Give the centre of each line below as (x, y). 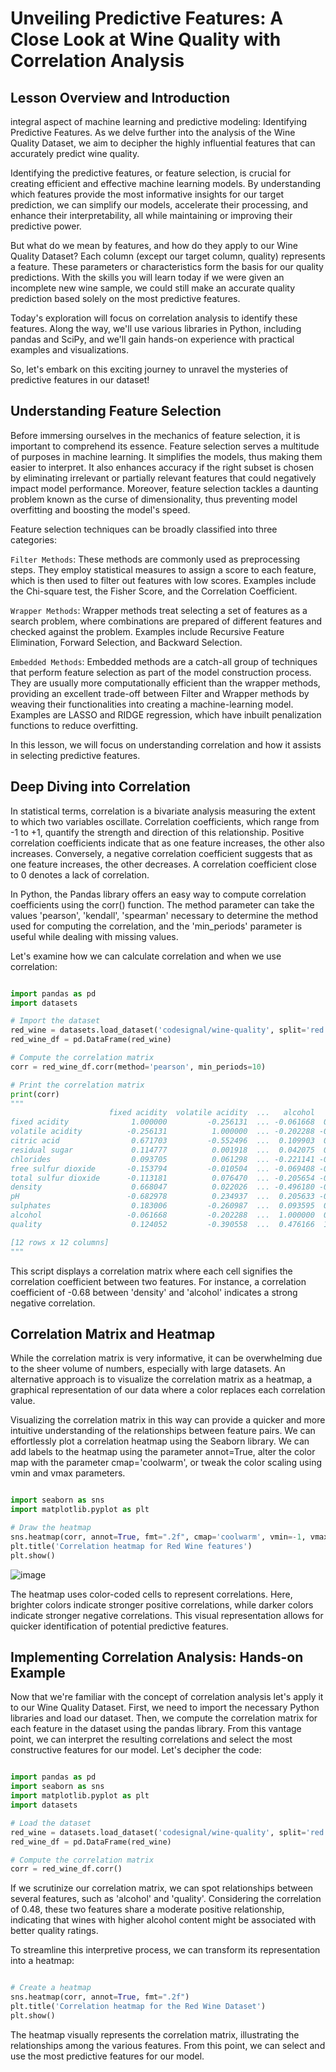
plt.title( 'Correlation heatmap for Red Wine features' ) (131, 1546)
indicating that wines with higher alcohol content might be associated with (163, 1920)
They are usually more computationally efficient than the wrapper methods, (165, 683)
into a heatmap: (42, 1961)
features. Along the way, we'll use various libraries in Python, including (156, 328)
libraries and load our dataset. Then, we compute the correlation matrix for (164, 1718)
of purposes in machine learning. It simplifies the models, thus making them (166, 456)
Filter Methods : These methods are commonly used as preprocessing (155, 559)
